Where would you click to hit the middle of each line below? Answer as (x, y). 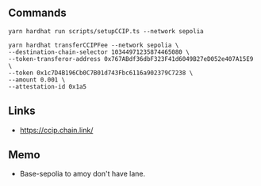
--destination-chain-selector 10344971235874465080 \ (99, 52)
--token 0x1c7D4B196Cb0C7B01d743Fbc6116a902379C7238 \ (101, 73)
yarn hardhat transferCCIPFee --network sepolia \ (94, 45)
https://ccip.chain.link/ (56, 130)
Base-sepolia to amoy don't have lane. (83, 174)
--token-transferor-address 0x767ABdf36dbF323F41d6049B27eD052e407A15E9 (131, 59)
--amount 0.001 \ (37, 80)
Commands (38, 13)
